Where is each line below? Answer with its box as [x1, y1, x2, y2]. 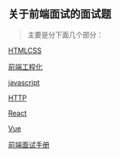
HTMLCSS [8, 46, 42, 55]
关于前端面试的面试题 [8, 7, 111, 21]
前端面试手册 [8, 140, 49, 149]
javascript [8, 77, 41, 87]
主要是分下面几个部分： [27, 30, 104, 39]
